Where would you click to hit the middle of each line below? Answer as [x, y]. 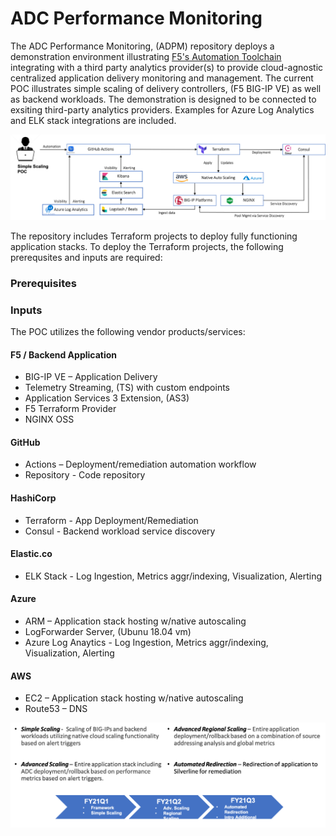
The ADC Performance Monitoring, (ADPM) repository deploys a [142, 46]
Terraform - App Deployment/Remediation [111, 520]
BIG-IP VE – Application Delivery [91, 377]
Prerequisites [43, 283]
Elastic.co [31, 554]
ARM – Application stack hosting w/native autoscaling [135, 621]
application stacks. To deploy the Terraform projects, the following [147, 246]
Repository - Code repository [85, 475]
